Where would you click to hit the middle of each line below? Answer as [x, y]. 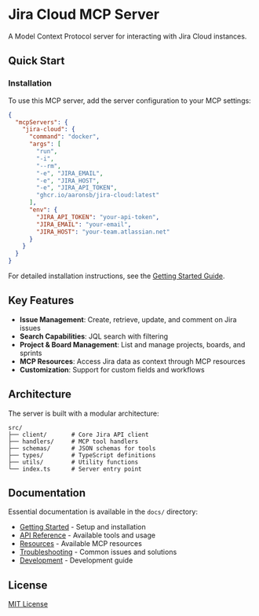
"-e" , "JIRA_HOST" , [68, 181]
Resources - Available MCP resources [81, 544]
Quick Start [36, 61]
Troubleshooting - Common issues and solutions [98, 552]
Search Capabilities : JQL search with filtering [94, 336]
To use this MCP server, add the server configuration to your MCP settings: [129, 101]
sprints [31, 353]
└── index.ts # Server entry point [75, 469]
